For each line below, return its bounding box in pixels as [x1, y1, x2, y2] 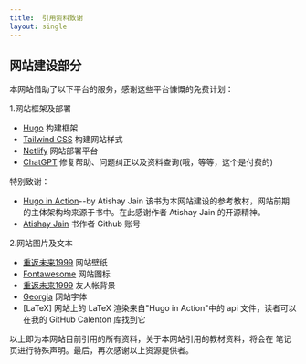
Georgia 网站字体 [22, 291, 88, 302]
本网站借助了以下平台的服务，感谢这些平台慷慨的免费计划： [9, 84, 234, 95]
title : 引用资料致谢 [9, 13, 84, 23]
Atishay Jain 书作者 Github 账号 [22, 218, 142, 229]
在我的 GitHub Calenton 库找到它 [22, 314, 146, 325]
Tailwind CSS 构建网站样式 [22, 134, 123, 145]
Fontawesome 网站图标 [22, 268, 111, 279]
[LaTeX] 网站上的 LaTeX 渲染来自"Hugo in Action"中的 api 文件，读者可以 [22, 303, 297, 314]
